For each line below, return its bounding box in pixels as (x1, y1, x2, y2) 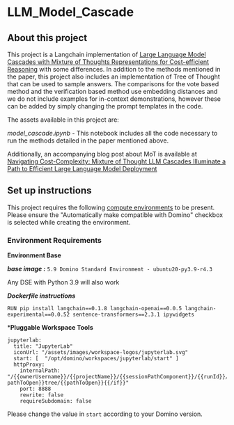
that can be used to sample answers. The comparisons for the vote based (7, 80, 219, 88)
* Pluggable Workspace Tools (7, 323, 94, 332)
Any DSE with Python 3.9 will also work (7, 278, 120, 287)
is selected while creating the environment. (7, 218, 131, 226)
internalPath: (19, 367, 61, 374)
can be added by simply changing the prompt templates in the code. (7, 102, 203, 110)
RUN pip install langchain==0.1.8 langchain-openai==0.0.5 (7, 305, 182, 312)
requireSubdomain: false (19, 398, 92, 405)
